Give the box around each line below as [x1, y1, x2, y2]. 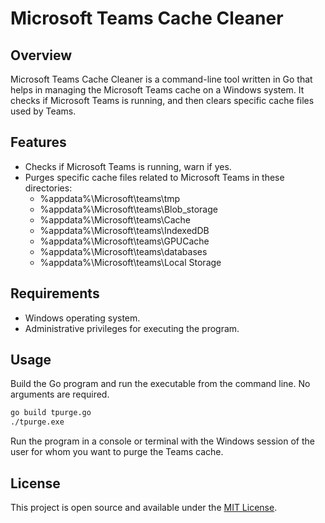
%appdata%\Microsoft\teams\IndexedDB [39, 224, 210, 236]
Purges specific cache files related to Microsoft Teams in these [24, 171, 285, 183]
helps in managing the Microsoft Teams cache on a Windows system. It [10, 84, 305, 96]
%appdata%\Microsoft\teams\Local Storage [39, 256, 222, 268]
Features [10, 134, 67, 151]
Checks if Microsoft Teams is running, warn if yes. [24, 160, 232, 172]
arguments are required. [10, 388, 110, 401]
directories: [24, 182, 73, 194]
